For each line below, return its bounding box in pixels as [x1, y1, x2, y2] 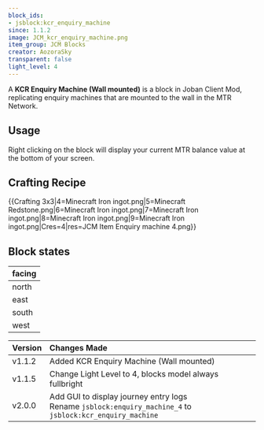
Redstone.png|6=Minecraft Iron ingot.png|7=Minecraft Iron [8, 206, 199, 215]
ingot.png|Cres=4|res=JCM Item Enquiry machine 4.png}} [8, 222, 196, 232]
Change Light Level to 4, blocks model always [49, 369, 218, 380]
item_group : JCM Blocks [8, 41, 86, 49]
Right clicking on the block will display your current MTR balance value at [8, 145, 246, 154]
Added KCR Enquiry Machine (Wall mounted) [49, 356, 215, 367]
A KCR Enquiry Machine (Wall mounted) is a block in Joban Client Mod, [8, 84, 242, 94]
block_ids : [8, 11, 44, 20]
